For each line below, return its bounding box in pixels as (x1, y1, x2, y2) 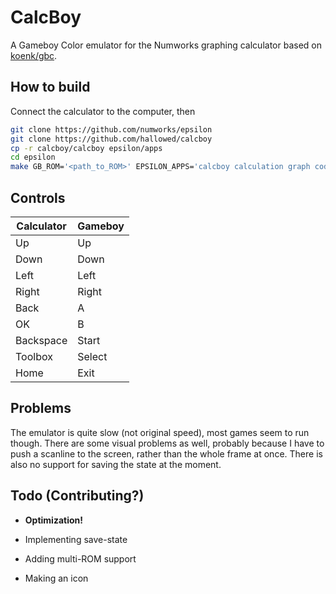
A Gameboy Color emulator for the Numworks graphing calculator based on (10, 39, 322, 51)
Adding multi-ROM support (24, 552, 137, 565)
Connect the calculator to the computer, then (10, 105, 196, 117)
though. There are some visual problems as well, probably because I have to (10, 437, 325, 449)
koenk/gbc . (10, 49, 58, 61)
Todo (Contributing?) (10, 487, 145, 505)
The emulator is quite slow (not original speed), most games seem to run (10, 426, 310, 438)
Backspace (15, 333, 68, 347)
